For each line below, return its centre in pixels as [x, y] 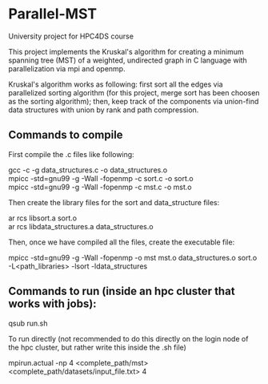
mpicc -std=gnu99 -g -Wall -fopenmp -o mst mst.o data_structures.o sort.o [133, 257]
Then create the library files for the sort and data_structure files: [114, 202]
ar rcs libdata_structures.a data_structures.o [81, 226]
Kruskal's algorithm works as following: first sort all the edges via [116, 84]
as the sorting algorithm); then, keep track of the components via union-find [134, 101]
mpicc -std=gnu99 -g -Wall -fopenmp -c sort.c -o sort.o [101, 178]
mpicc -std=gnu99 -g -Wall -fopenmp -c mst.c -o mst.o [100, 187]
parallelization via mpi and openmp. [67, 68]
